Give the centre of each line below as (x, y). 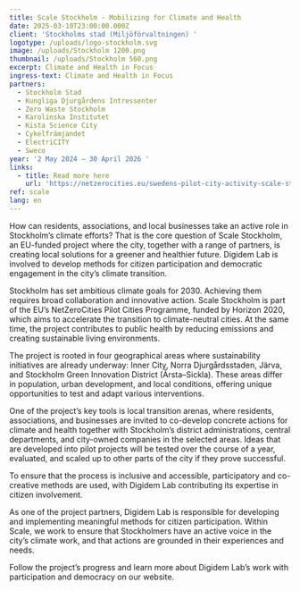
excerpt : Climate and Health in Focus (81, 68)
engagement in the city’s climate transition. (88, 273)
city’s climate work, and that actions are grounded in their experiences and (146, 540)
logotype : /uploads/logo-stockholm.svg (83, 42)
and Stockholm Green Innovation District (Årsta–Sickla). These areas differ (146, 374)
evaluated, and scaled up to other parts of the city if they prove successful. (147, 458)
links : (21, 167)
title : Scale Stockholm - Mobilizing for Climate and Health (125, 17)
